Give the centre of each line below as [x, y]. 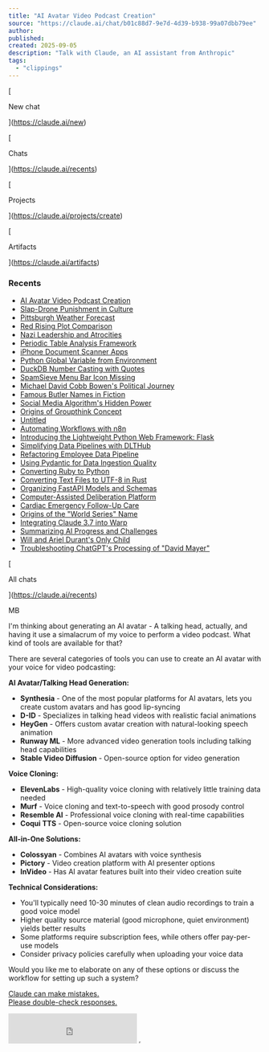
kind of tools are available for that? [65, 643]
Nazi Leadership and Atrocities [71, 335]
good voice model [50, 911]
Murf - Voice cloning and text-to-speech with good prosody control [132, 806]
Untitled [33, 420]
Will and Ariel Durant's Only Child [75, 540]
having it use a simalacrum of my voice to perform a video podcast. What [130, 635]
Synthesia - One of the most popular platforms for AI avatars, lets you [136, 698]
